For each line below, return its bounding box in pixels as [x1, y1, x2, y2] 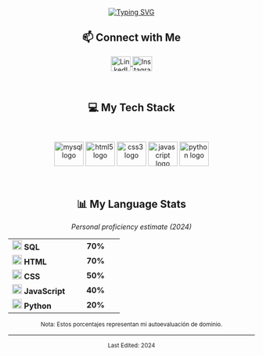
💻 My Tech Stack [88, 101, 175, 114]
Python [23, 300, 52, 311]
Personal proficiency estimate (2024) [71, 222, 192, 231]
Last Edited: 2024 [107, 342, 156, 350]
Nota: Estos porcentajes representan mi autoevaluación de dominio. [40, 321, 223, 329]
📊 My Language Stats [77, 198, 186, 211]
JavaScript [23, 286, 66, 297]
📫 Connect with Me [81, 31, 182, 45]
